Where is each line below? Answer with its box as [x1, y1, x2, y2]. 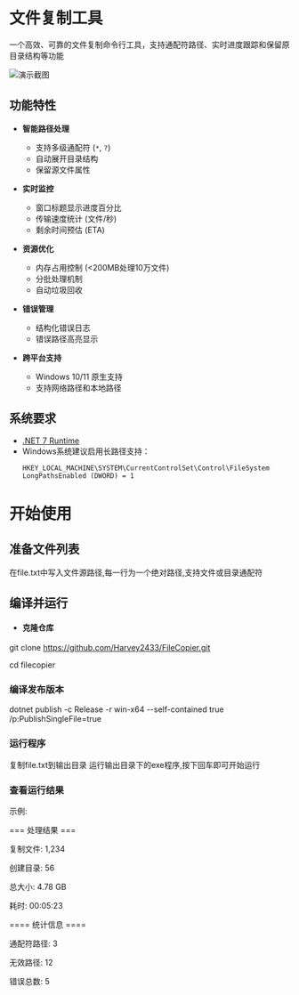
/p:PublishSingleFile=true [9, 714, 102, 724]
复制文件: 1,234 [9, 844, 65, 854]
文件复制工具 [9, 8, 104, 28]
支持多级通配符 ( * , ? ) [35, 142, 111, 152]
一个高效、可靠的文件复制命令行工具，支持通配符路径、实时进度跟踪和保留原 [9, 39, 290, 50]
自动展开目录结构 [35, 153, 99, 164]
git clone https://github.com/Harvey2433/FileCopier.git [9, 643, 211, 653]
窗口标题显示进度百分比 [35, 202, 122, 213]
